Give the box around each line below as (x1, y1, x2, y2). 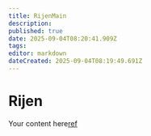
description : (8, 19, 52, 28)
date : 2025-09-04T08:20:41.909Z (8, 34, 117, 43)
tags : (8, 42, 27, 50)
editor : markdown (8, 49, 67, 57)
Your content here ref (8, 118, 78, 128)
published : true (8, 27, 63, 35)
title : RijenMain (8, 11, 67, 20)
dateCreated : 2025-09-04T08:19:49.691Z (8, 57, 143, 66)
